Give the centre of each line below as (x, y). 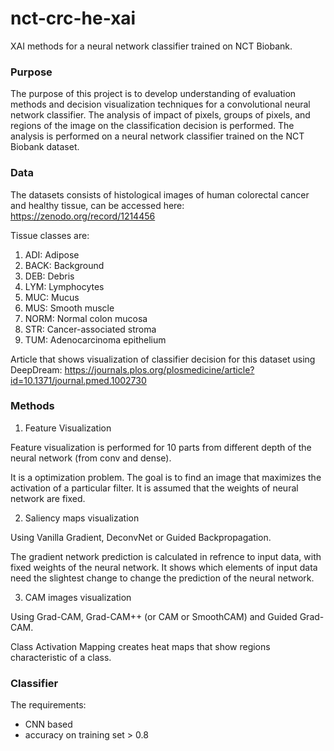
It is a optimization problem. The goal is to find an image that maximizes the (166, 477)
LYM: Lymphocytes (64, 286)
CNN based (48, 724)
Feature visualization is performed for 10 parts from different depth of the (161, 447)
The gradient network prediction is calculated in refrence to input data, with (166, 556)
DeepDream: (36, 369)
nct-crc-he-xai (73, 18)
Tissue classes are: (50, 235)
